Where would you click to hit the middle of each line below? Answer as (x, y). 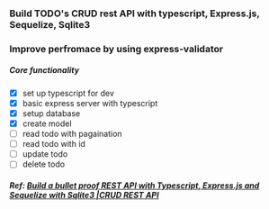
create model (47, 123)
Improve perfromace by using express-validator (116, 49)
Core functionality (44, 70)
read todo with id (54, 144)
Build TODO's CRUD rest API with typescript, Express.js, (134, 14)
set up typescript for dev (68, 93)
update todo (45, 154)
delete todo (44, 164)
